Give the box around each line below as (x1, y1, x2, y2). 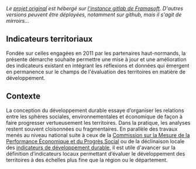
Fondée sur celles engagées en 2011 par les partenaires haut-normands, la (6, 50, 186, 57)
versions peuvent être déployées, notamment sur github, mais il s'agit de (6, 11, 182, 18)
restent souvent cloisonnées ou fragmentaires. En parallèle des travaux (6, 125, 178, 132)
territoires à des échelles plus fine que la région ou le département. (6, 156, 168, 163)
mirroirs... (6, 17, 29, 24)
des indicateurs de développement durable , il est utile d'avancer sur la (6, 144, 176, 151)
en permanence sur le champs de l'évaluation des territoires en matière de (6, 68, 186, 75)
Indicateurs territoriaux (6, 34, 93, 44)
